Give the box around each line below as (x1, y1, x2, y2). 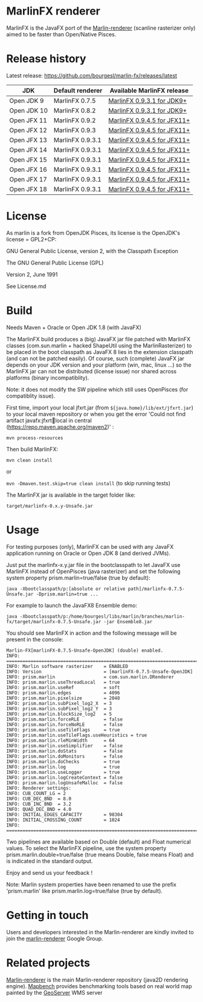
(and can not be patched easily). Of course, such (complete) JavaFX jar (6, 355, 185, 362)
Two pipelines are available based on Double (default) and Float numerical (6, 838, 192, 845)
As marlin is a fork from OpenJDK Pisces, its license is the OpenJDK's (6, 229, 180, 237)
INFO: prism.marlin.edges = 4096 (6, 690, 120, 696)
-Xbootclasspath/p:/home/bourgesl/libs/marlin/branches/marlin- (19, 613, 185, 620)
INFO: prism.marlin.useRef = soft (6, 684, 120, 690)
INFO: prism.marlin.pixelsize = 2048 (6, 695, 120, 701)
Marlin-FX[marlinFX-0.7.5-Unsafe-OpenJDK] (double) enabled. (6, 647, 164, 653)
